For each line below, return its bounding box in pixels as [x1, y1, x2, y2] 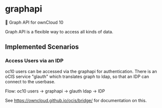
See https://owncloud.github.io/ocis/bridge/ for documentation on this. [5, 97, 147, 103]
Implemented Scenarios [5, 43, 79, 51]
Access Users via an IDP [5, 57, 64, 64]
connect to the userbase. [5, 78, 55, 84]
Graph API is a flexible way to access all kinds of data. [5, 29, 113, 34]
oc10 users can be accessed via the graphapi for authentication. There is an [5, 68, 157, 74]
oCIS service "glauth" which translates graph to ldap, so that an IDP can [5, 74, 149, 79]
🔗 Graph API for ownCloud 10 [5, 19, 64, 25]
